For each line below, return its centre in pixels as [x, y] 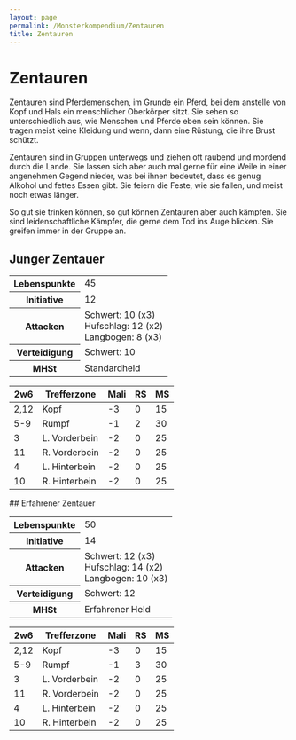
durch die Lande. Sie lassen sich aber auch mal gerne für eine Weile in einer [148, 167]
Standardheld [112, 367]
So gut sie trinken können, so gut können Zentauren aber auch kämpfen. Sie [148, 212]
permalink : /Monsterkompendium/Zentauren [87, 26]
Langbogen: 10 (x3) [126, 578]
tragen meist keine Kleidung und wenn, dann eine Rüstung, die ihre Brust [142, 130]
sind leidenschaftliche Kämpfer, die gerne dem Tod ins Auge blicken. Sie [141, 222]
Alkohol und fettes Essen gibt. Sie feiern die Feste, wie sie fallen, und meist [146, 185]
